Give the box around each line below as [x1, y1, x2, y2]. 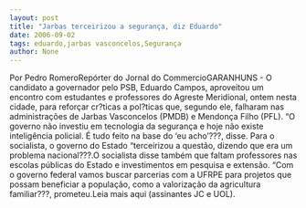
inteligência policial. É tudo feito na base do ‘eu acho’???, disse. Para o [9, 130, 275, 141]
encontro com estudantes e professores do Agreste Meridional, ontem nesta [9, 92, 297, 103]
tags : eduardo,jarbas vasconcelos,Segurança [9, 38, 182, 48]
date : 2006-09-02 [9, 30, 76, 39]
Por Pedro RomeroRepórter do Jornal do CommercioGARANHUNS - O [9, 72, 272, 83]
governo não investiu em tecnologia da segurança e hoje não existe [9, 120, 264, 132]
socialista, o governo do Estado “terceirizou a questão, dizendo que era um [9, 140, 293, 151]
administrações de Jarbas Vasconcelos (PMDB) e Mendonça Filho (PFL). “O [9, 111, 295, 122]
